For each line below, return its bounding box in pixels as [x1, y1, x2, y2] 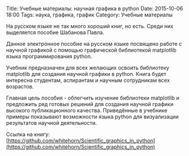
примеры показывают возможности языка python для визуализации [6, 113, 179, 120]
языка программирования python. [6, 53, 92, 59]
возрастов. [6, 83, 34, 90]
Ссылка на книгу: [6, 131, 50, 138]
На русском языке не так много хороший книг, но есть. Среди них [6, 23, 174, 29]
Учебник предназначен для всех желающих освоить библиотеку [6, 64, 170, 71]
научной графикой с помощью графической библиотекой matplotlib [6, 47, 177, 54]
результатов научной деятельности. [6, 120, 97, 126]
